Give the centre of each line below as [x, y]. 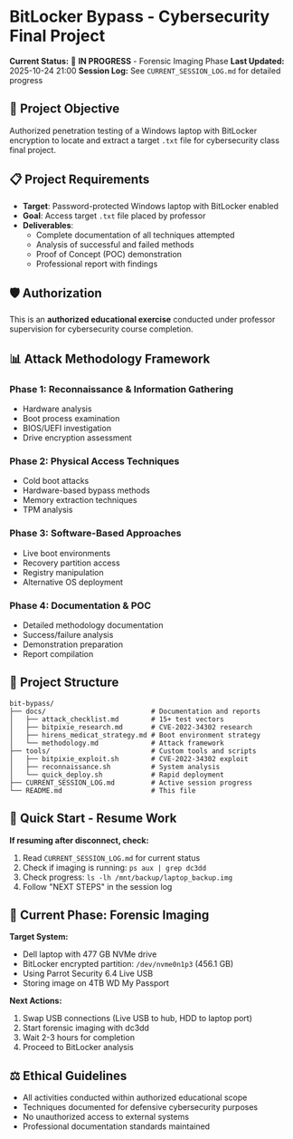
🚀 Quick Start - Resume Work [93, 819]
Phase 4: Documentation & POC [80, 605]
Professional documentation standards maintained [116, 1126]
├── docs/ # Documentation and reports [135, 711]
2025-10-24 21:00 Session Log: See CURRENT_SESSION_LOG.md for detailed [145, 71]
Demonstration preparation [73, 644]
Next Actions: [36, 1001]
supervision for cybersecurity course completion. [101, 329]
